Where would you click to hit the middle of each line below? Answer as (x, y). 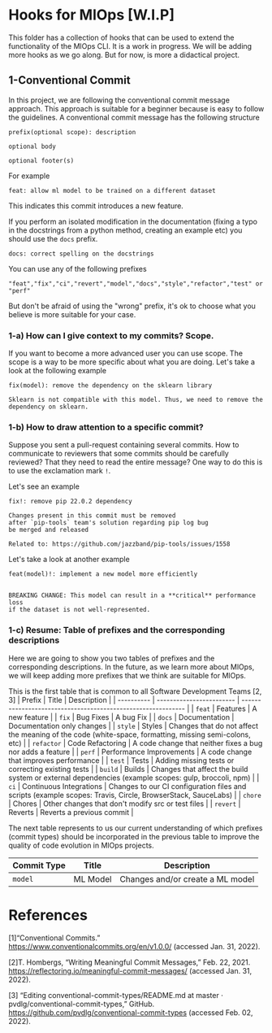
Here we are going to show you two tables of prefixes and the (112, 658)
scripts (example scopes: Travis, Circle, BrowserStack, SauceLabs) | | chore (135, 795)
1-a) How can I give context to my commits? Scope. (111, 335)
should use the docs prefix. (53, 238)
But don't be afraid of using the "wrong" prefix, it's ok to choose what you (132, 306)
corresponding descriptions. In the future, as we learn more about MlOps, (132, 667)
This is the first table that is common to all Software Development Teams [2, (135, 691)
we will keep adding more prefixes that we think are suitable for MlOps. (127, 675)
